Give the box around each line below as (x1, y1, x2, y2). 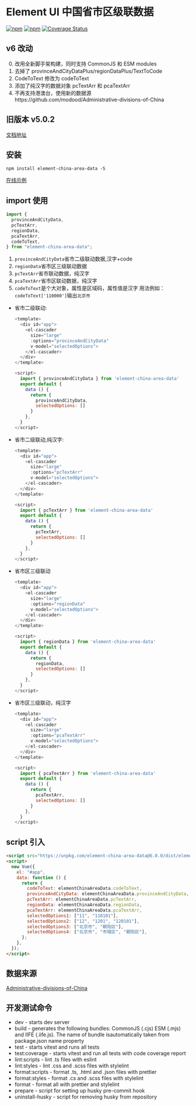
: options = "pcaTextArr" (30, 732, 86, 738)
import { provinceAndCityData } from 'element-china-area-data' (20, 376, 180, 382)
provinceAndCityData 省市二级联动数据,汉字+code (14, 255, 133, 262)
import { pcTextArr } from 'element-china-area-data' (20, 507, 153, 513)
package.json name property (14, 1037, 85, 1045)
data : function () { (16, 875, 66, 881)
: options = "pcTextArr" (30, 470, 83, 475)
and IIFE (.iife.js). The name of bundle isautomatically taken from (14, 1031, 170, 1038)
